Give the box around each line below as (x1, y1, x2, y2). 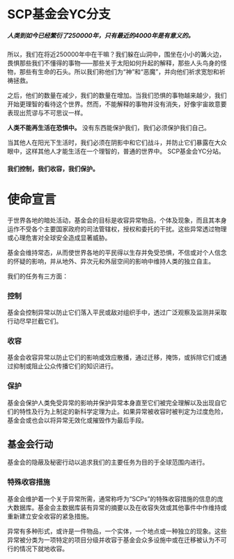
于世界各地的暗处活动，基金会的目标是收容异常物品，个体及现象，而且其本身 (7, 216, 227, 224)
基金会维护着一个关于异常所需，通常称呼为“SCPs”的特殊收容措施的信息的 (7, 494, 217, 503)
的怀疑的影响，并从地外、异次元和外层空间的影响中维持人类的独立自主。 (7, 256, 214, 266)
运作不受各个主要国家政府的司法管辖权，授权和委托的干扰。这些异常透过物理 (7, 224, 227, 233)
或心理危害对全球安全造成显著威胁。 (7, 233, 111, 242)
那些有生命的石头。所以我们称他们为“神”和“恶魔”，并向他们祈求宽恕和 (19, 68, 219, 76)
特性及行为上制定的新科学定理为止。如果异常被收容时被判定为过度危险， (19, 407, 227, 416)
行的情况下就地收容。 (7, 544, 68, 553)
